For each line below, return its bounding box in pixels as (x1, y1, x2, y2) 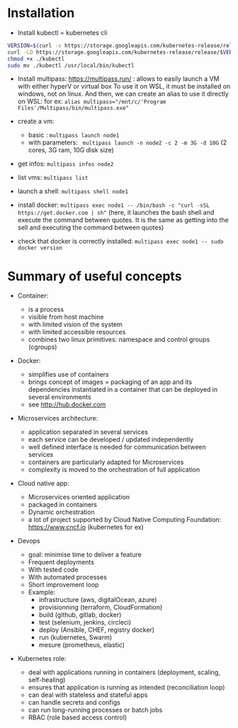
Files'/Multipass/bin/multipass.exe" (17, 105, 130, 112)
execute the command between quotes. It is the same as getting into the (17, 216, 229, 224)
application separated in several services (28, 428, 149, 436)
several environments (28, 393, 91, 402)
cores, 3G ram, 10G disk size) (28, 146, 115, 154)
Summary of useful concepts (7, 268, 182, 284)
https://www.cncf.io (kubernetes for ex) (28, 523, 144, 532)
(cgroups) (28, 343, 57, 351)
